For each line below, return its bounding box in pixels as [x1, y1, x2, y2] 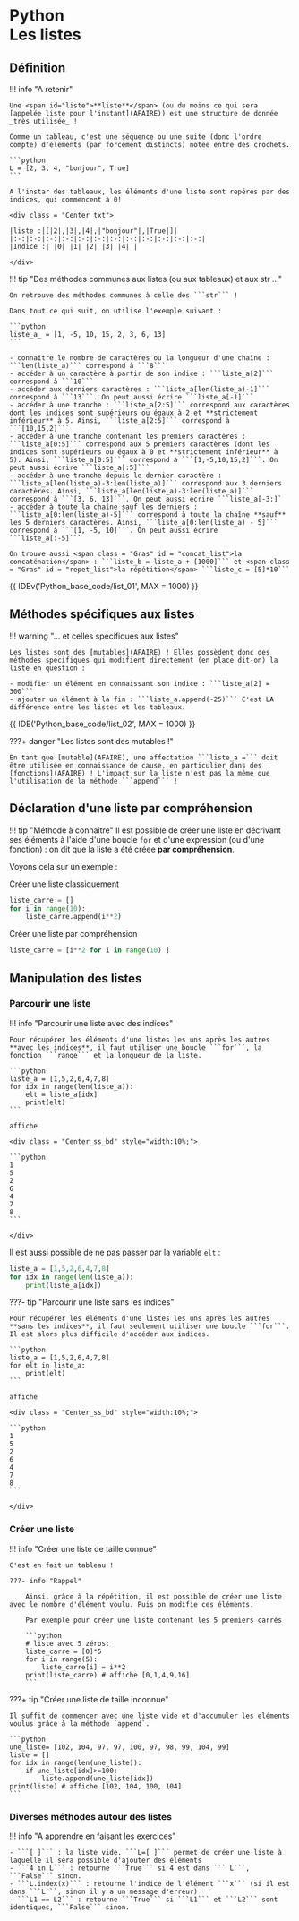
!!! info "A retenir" [9, 84, 73, 94]
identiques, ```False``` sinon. [9, 1903, 130, 1912]
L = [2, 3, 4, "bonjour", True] [9, 164, 130, 173]
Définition [9, 60, 65, 75]
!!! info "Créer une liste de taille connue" [9, 1543, 157, 1554]
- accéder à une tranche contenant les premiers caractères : [9, 432, 246, 441]
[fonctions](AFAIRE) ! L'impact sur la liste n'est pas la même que [9, 768, 270, 777]
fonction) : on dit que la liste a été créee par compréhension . [9, 844, 235, 854]
